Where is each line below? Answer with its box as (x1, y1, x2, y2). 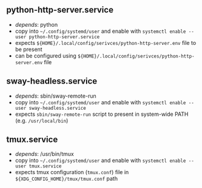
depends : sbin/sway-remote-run (15, 92, 96, 99)
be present (15, 45, 42, 53)
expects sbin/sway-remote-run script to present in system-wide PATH (15, 110, 189, 118)
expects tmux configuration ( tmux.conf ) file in (15, 169, 129, 176)
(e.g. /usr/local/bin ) (15, 116, 69, 124)
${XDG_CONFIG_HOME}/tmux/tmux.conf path (15, 175, 118, 183)
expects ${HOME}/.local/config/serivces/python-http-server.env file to (15, 39, 197, 46)
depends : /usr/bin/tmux (15, 150, 74, 158)
